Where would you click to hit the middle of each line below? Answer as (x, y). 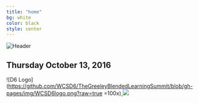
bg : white (19, 18)
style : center (24, 29)
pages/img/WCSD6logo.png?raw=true (54, 93)
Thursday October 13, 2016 (59, 65)
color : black (23, 23)
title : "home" (24, 12)
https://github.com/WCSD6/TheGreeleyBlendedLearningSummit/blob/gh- (100, 86)
